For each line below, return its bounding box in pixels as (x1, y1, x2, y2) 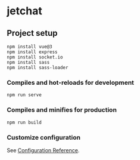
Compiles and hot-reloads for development (7, 78, 135, 87)
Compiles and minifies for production (7, 106, 117, 114)
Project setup (7, 28, 58, 38)
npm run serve (7, 92, 42, 98)
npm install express (7, 49, 58, 55)
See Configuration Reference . (7, 146, 80, 153)
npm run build (7, 119, 42, 125)
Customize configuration (7, 133, 81, 141)
